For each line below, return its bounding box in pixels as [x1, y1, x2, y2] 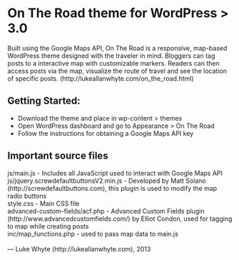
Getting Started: [7, 95, 81, 107]
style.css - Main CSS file [7, 199, 80, 208]
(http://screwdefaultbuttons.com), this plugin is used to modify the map [7, 184, 218, 192]
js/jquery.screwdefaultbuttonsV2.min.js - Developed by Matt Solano [7, 176, 206, 185]
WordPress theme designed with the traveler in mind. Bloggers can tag [7, 51, 215, 60]
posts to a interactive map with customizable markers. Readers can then [7, 59, 220, 67]
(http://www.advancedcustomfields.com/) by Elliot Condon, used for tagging [7, 214, 233, 223]
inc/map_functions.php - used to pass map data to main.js [7, 229, 178, 238]
